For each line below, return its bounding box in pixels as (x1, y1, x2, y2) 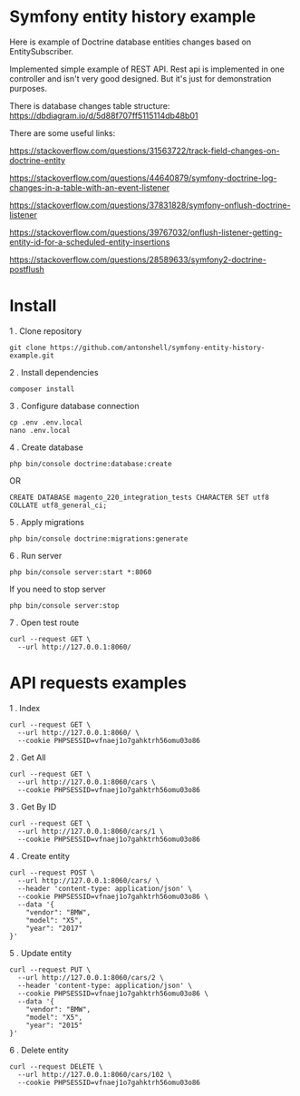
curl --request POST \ (9, 868, 95, 877)
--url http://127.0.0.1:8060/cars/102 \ (17, 1070, 172, 1079)
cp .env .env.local (9, 417, 83, 427)
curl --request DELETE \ (9, 1062, 103, 1072)
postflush (9, 263, 45, 274)
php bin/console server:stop (9, 601, 120, 610)
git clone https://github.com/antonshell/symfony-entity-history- (9, 343, 266, 352)
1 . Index (9, 702, 41, 713)
